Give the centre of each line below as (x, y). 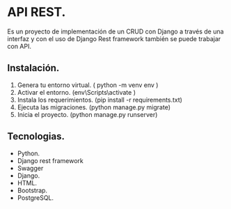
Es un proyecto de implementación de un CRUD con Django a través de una (115, 31)
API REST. (37, 12)
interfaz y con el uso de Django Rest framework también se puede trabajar (114, 38)
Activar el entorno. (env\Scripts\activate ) (77, 92)
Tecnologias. (36, 137)
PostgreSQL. (35, 198)
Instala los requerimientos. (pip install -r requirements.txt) (100, 100)
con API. (19, 46)
